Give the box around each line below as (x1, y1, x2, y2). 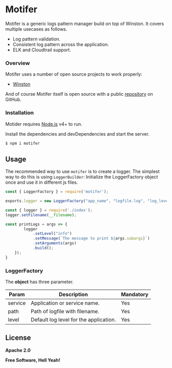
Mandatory (121, 291, 148, 298)
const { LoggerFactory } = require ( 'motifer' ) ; (5, 189, 109, 194)
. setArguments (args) (32, 241, 77, 246)
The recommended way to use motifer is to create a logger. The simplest (5, 168, 160, 175)
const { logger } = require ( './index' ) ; (5, 207, 93, 213)
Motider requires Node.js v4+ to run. (5, 121, 83, 127)
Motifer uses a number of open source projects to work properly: (5, 71, 142, 77)
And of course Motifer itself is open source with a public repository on (5, 91, 154, 97)
